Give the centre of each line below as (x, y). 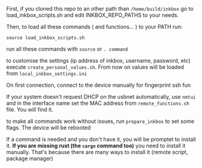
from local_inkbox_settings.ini (47, 73)
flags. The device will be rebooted (49, 128)
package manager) (30, 158)
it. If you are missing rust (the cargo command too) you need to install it (96, 146)
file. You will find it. (30, 110)
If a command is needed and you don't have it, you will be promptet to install (101, 139)
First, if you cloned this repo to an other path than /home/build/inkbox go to (100, 9)
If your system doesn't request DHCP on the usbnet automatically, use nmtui (101, 97)
